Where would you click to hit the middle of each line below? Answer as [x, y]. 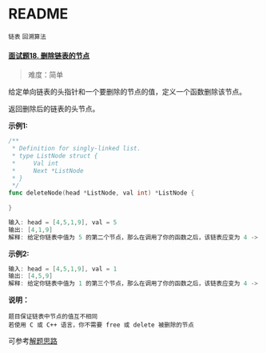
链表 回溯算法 [27, 37]
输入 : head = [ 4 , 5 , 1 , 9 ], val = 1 [63, 269]
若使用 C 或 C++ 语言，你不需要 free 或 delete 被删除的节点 [101, 325]
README [38, 14]
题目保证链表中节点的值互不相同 [53, 317]
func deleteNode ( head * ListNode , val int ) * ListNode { [101, 193]
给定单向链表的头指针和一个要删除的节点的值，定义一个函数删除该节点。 [127, 92]
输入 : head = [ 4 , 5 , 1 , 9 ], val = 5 [63, 222]
